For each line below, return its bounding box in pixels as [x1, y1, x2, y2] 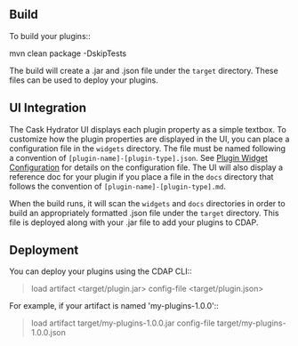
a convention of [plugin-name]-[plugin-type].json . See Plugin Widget [9, 152, 269, 163]
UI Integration [9, 101, 87, 116]
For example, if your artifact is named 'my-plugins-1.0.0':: [9, 301, 220, 311]
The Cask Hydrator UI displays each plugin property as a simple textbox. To [9, 124, 286, 134]
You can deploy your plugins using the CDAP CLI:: [9, 266, 193, 277]
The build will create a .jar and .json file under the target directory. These [9, 65, 278, 76]
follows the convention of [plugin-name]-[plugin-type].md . [9, 181, 227, 191]
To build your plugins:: [9, 30, 91, 41]
